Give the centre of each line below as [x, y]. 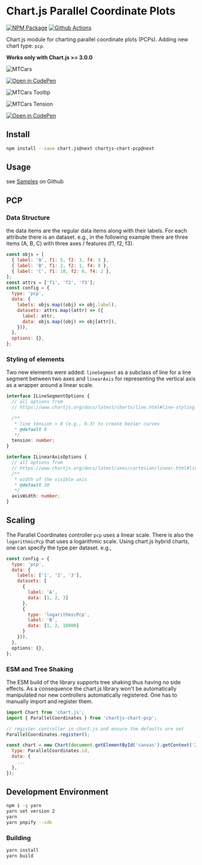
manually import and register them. [50, 701]
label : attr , [38, 316]
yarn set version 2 [31, 812]
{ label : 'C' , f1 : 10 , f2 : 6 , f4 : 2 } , [62, 271]
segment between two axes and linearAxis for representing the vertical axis [101, 379]
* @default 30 [32, 485]
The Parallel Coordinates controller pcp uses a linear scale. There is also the [100, 535]
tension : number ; [33, 441]
